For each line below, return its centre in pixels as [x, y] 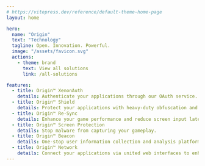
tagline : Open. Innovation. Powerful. [61, 46]
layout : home [23, 18]
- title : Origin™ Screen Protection [58, 125]
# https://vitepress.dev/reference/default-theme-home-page [85, 12]
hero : [13, 29]
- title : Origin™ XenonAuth [48, 91]
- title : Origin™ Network [45, 148]
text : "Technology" [37, 40]
